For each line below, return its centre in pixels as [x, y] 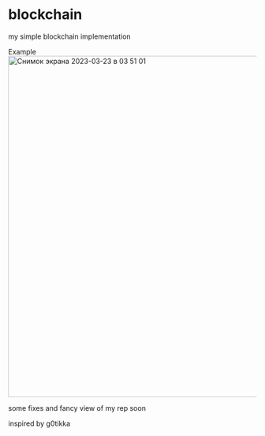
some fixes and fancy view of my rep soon [77, 408]
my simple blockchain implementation [70, 36]
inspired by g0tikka [39, 423]
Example [22, 51]
